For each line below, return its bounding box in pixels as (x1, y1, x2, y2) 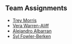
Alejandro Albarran (12, 27, 52, 34)
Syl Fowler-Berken (12, 33, 51, 39)
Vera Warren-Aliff (12, 22, 49, 28)
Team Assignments (5, 4, 67, 12)
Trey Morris (12, 17, 37, 23)
